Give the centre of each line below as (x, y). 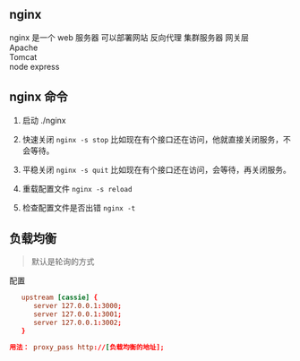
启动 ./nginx (44, 120)
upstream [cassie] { (60, 298)
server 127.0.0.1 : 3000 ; (77, 306)
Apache (24, 47)
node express (34, 66)
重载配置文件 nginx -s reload (77, 188)
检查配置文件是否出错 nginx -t (79, 207)
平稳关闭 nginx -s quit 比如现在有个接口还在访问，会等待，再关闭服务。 (156, 169)
